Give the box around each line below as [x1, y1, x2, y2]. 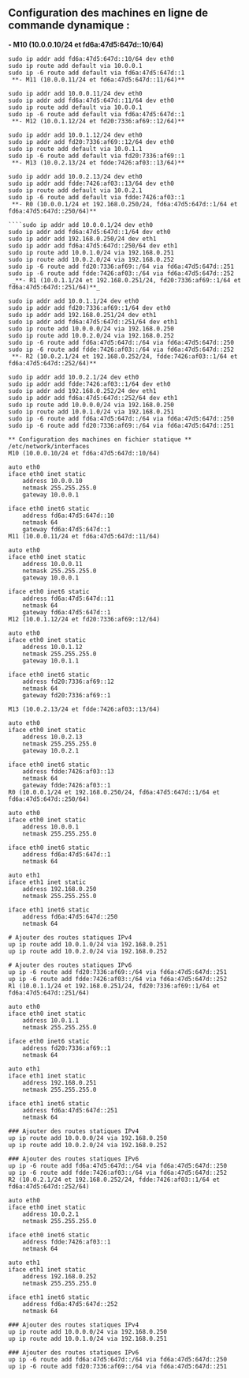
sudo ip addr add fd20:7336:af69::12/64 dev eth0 [8, 138, 175, 145]
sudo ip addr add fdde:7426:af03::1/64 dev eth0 [8, 379, 171, 388]
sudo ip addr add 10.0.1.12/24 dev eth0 [8, 130, 143, 139]
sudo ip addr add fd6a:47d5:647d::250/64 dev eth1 [8, 241, 178, 250]
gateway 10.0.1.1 [22, 656, 80, 665]
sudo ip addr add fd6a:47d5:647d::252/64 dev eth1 [8, 394, 178, 402]
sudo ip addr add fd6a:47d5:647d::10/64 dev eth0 [8, 55, 175, 62]
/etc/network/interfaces [8, 442, 90, 450]
